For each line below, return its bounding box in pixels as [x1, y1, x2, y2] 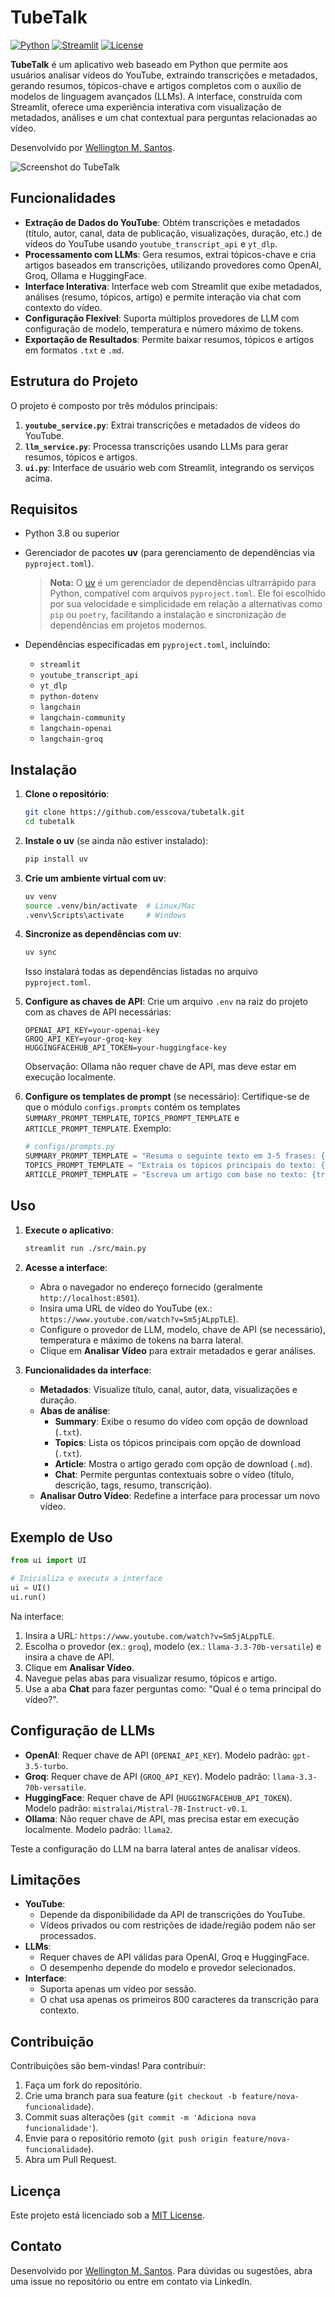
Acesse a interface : [24, 1261, 108, 1273]
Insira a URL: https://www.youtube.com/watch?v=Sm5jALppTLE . [24, 1629, 275, 1641]
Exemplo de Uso [10, 1529, 113, 1546]
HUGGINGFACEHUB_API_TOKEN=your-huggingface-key [24, 1043, 227, 1053]
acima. [24, 472, 53, 484]
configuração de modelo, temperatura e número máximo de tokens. [24, 322, 304, 335]
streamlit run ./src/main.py [24, 1243, 147, 1253]
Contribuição [10, 2033, 95, 2050]
